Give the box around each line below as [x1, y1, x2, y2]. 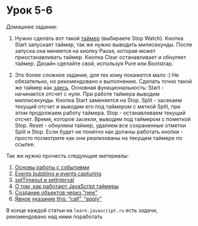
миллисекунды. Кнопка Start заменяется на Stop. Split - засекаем [14, 96, 182, 104]
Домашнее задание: [6, 23, 58, 30]
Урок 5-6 [6, 4, 53, 17]
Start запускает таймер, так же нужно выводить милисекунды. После [14, 41, 193, 48]
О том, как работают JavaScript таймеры [14, 182, 119, 190]
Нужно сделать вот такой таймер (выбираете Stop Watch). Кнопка [14, 34, 184, 42]
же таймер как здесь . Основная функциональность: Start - [14, 84, 164, 91]
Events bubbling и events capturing [14, 170, 102, 177]
